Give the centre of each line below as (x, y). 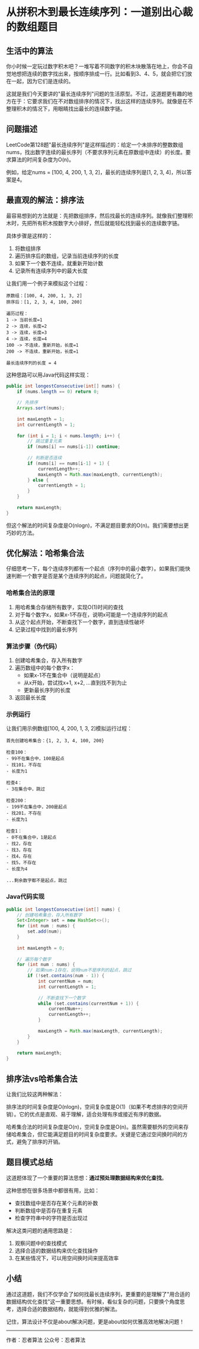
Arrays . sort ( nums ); (41, 408)
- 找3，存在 (19, 850)
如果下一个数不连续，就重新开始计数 (59, 263)
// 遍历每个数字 (34, 959)
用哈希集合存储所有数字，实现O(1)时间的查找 (69, 607)
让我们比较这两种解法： (35, 1094)
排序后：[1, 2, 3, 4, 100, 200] (44, 302)
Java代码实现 (25, 897)
